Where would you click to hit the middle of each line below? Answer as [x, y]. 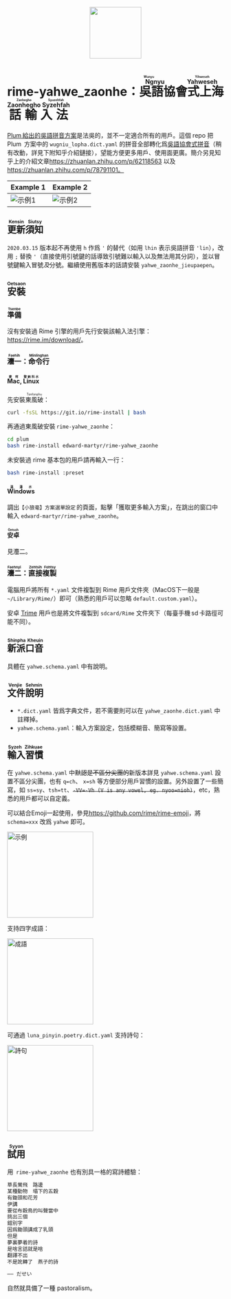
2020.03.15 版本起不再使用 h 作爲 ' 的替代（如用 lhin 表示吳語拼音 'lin [108, 247]
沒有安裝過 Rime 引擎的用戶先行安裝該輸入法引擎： [79, 331]
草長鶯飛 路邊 [25, 1185]
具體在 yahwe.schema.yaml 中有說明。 [59, 666]
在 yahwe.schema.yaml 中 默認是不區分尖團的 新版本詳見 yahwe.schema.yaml [110, 773]
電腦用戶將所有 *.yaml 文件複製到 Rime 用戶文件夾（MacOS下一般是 [103, 589]
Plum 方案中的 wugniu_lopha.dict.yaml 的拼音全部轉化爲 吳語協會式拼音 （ [111, 144]
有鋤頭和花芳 [23, 1198]
